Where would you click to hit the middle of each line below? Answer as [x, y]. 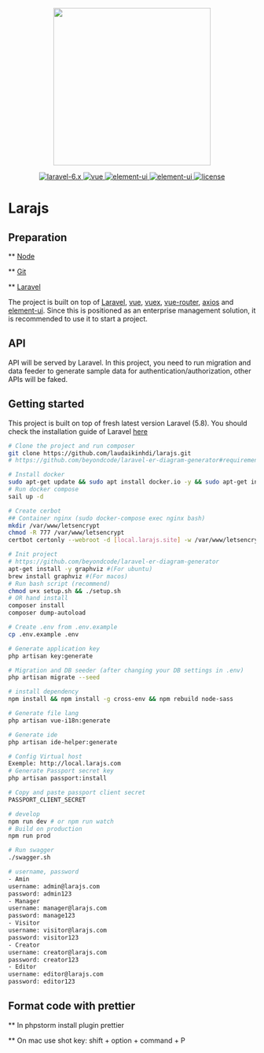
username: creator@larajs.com [58, 952]
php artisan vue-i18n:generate [59, 721]
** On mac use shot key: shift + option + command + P [97, 1040]
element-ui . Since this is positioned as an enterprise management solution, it [132, 310]
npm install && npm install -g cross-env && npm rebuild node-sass [121, 699]
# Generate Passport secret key [61, 771]
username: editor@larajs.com [56, 974]
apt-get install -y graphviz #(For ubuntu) [81, 569]
